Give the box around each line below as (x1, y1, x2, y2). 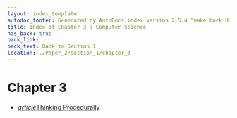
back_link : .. (7, 37, 49, 44)
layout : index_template (7, 10, 78, 18)
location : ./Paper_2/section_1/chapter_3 (7, 50, 131, 57)
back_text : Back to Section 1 (7, 43, 97, 50)
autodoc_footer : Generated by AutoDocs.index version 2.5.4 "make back (7, 17, 222, 24)
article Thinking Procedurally (17, 103, 100, 111)
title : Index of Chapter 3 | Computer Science (7, 23, 147, 30)
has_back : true (7, 29, 52, 37)
